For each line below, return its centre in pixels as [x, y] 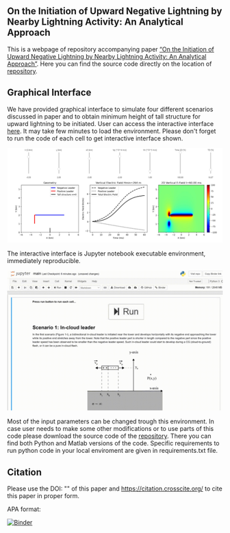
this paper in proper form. [43, 496]
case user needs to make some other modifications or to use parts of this [111, 429]
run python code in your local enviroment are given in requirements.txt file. [112, 451]
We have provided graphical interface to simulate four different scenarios [110, 109]
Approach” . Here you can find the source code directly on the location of [110, 64]
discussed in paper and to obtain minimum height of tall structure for [104, 116]
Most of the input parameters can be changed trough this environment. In [111, 421]
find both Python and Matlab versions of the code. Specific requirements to [114, 443]
